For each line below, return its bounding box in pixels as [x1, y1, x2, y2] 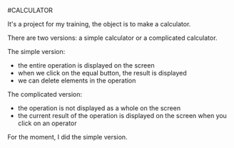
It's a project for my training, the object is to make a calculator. [7, 20, 191, 28]
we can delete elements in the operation [17, 76, 136, 85]
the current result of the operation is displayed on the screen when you [17, 112, 227, 120]
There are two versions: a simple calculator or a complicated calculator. [7, 33, 218, 42]
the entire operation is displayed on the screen [17, 61, 155, 70]
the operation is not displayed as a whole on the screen [17, 104, 180, 112]
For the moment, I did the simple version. [7, 133, 128, 141]
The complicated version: [7, 90, 83, 98]
